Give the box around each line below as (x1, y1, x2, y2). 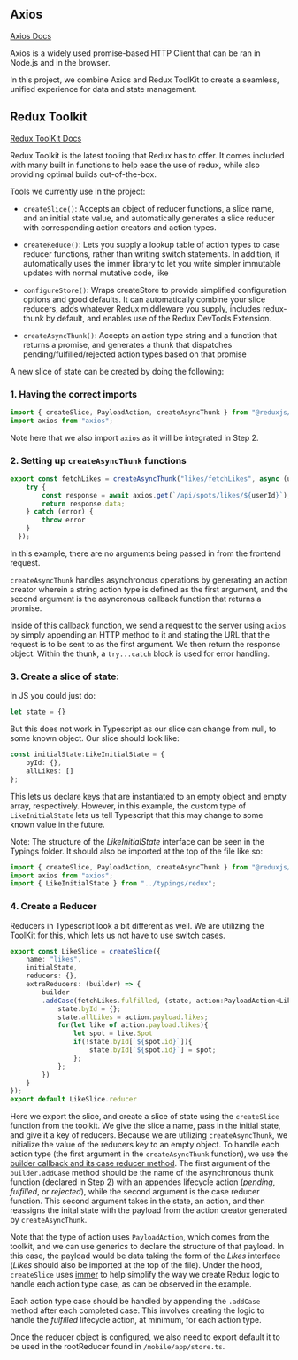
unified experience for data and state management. (10, 83, 197, 94)
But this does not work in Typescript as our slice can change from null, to (10, 723, 277, 734)
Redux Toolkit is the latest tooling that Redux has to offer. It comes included (10, 150, 285, 160)
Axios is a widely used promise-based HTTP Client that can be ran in (10, 48, 261, 58)
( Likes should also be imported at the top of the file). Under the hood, (10, 1260, 263, 1271)
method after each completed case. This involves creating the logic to (10, 1305, 264, 1316)
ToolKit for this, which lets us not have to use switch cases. (10, 930, 226, 940)
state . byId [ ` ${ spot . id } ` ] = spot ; (88, 1046, 217, 1055)
